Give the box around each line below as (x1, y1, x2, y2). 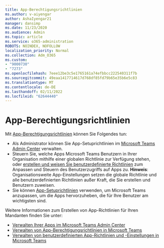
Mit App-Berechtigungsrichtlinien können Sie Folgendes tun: (5, 131, 128, 137)
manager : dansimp (5, 21, 41, 26)
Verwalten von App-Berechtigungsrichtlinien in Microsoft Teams (12, 227, 142, 233)
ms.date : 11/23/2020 (5, 25, 48, 30)
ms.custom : (5, 57, 27, 62)
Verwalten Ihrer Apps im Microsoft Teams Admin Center (12, 222, 125, 228)
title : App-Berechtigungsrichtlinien (5, 7, 82, 12)
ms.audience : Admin (5, 30, 45, 35)
